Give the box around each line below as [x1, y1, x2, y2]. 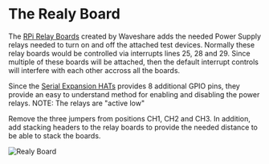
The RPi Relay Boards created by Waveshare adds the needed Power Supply [8, 31, 262, 41]
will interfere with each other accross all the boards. [8, 65, 181, 75]
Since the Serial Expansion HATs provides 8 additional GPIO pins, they [8, 81, 241, 91]
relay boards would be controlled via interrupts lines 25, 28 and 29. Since [8, 48, 251, 58]
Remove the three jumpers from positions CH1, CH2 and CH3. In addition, [8, 113, 251, 123]
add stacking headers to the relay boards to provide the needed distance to [8, 122, 259, 132]
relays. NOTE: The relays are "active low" [8, 98, 145, 108]
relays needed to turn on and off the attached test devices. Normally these [8, 39, 255, 49]
